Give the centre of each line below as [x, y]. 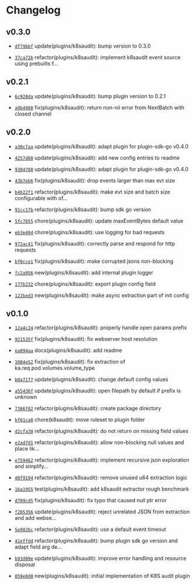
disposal [25, 564]
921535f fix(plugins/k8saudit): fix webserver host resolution [86, 339]
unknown [26, 397]
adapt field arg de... [38, 547]
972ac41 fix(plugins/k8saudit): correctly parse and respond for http [95, 244]
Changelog [33, 10]
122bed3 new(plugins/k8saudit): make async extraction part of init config [102, 295]
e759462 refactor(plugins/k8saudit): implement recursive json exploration [102, 460]
